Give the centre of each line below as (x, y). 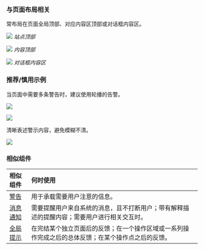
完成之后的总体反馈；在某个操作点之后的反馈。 (104, 237)
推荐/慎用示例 (26, 80)
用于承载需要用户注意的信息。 (74, 197)
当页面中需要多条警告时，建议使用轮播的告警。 (65, 94)
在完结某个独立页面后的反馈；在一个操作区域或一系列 (107, 228)
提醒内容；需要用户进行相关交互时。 (95, 217)
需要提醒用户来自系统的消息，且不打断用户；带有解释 (107, 208)
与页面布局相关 (28, 9)
